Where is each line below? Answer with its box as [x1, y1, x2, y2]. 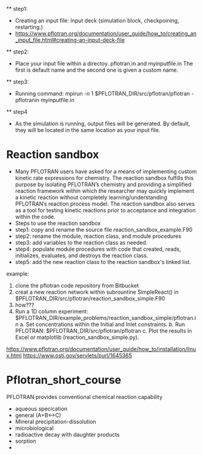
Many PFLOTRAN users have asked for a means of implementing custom [15, 167, 197, 175]
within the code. [15, 213, 56, 220]
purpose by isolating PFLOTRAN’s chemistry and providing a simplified [15, 181, 192, 188]
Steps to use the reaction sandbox [15, 219, 101, 227]
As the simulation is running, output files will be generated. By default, [15, 120, 190, 127]
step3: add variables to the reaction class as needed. [15, 238, 148, 246]
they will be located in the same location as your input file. [15, 127, 161, 133]
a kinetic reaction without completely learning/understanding [15, 193, 168, 201]
